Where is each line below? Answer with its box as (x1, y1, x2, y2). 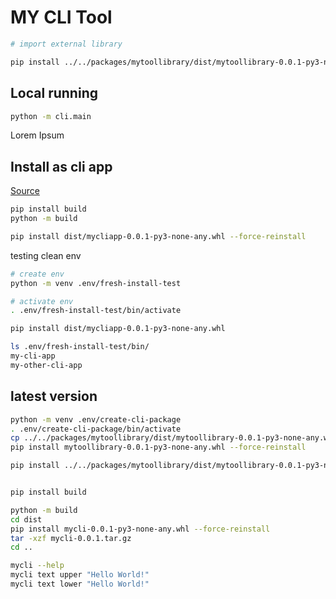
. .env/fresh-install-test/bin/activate (10, 306, 182, 316)
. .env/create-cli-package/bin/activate (10, 424, 182, 434)
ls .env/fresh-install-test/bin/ (10, 342, 150, 352)
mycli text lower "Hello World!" (10, 579, 150, 589)
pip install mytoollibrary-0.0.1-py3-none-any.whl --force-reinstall (10, 442, 307, 453)
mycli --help (10, 561, 65, 571)
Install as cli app (10, 158, 113, 175)
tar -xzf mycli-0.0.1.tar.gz (10, 533, 132, 543)
